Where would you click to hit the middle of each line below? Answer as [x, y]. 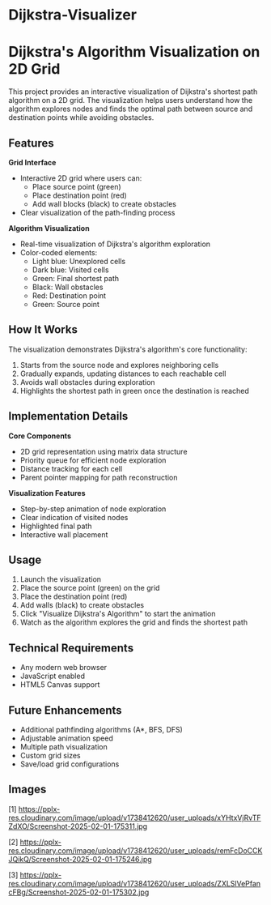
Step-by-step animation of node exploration [93, 509]
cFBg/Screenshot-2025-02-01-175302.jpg [79, 892]
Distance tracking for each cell [71, 468]
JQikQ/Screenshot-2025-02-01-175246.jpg [80, 859]
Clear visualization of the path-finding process [97, 212]
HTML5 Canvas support [60, 685]
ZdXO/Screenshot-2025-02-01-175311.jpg [78, 826]
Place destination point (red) [79, 195]
